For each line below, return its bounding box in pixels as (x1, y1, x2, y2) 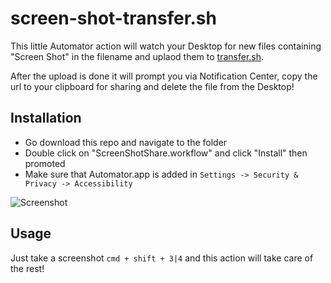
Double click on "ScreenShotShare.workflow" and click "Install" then (24, 147, 308, 159)
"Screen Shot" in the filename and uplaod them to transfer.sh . (10, 50, 265, 62)
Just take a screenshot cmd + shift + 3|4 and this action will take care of (10, 252, 314, 264)
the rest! (10, 262, 45, 274)
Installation (10, 110, 82, 127)
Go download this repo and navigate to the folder (24, 136, 228, 148)
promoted (24, 157, 66, 169)
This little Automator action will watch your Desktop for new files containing (10, 40, 322, 52)
